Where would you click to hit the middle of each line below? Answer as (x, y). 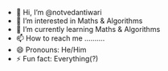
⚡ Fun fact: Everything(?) (57, 59)
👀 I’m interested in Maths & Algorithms (79, 21)
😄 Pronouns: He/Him (51, 49)
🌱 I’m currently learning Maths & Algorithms (88, 29)
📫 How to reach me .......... (60, 38)
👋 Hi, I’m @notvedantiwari (59, 12)
